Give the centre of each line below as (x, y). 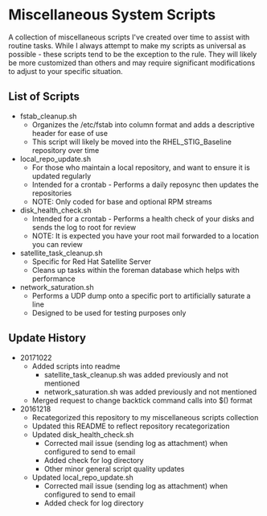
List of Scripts (44, 97)
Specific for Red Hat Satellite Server (91, 261)
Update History (47, 338)
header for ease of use (70, 133)
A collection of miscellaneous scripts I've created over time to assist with (129, 37)
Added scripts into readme (76, 366)
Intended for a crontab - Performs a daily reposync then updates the (145, 184)
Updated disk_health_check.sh (83, 434)
